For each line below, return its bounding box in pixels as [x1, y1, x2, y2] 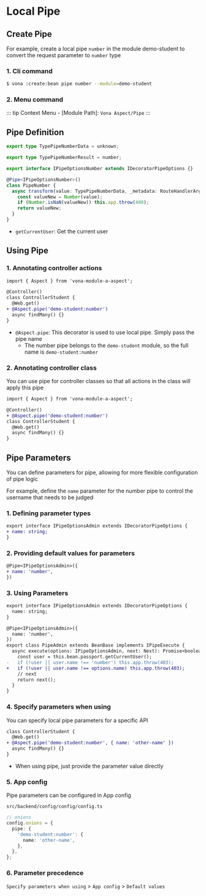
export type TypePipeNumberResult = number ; [6, 155, 122, 161]
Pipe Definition [6, 127, 64, 138]
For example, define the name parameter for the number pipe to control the [6, 487, 193, 494]
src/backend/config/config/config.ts [6, 803, 103, 810]
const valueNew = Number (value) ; [17, 193, 103, 200]
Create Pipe [6, 29, 52, 39]
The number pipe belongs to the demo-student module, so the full [24, 341, 189, 349]
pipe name [15, 335, 42, 342]
